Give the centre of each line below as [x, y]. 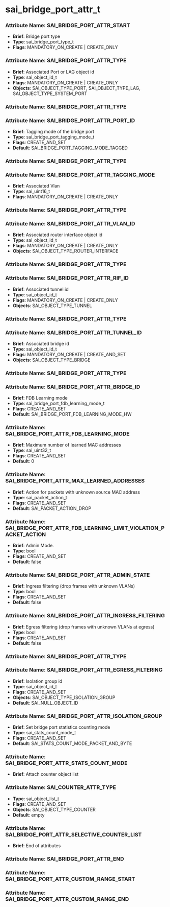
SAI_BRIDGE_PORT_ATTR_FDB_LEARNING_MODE [67, 434]
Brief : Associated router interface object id [58, 235]
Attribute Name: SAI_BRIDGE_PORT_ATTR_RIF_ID [67, 278]
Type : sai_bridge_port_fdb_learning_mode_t [59, 403]
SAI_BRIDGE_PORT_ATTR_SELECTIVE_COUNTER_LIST [74, 834]
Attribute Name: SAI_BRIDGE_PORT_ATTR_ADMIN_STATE [78, 575]
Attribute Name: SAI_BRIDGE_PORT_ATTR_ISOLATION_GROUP [84, 716]
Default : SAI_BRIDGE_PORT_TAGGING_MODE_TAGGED [70, 148]
